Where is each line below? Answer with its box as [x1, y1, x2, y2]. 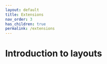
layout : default [5, 7, 39, 13]
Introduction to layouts [5, 48, 102, 59]
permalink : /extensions [5, 26, 55, 31]
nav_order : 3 [5, 17, 33, 22]
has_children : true [5, 21, 46, 27]
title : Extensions [5, 12, 44, 17]
